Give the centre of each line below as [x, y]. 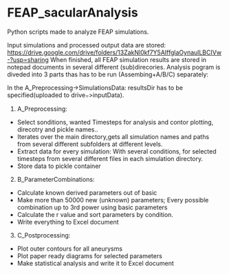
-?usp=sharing [28, 59]
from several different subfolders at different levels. [90, 144]
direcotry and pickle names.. [57, 129]
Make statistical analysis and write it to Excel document [95, 263]
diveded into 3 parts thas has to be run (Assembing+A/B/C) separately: [108, 74]
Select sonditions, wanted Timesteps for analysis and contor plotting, [115, 122]
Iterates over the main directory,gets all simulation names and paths [113, 136]
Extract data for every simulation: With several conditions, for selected [117, 151]
